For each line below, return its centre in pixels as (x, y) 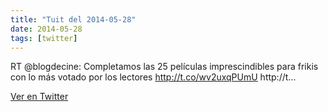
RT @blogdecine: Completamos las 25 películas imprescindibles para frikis (164, 67)
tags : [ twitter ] (44, 38)
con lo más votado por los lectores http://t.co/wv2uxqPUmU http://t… (153, 77)
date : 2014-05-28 (46, 29)
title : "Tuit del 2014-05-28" (73, 19)
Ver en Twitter (39, 97)
